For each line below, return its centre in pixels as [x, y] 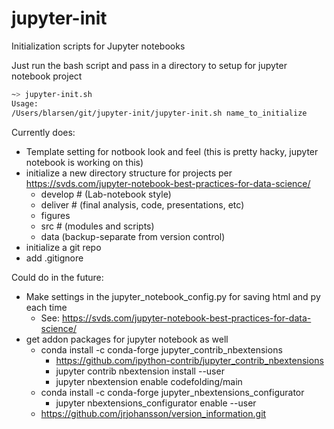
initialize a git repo [63, 247]
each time [46, 307]
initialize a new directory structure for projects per [129, 173]
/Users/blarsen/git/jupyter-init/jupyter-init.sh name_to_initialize [159, 113]
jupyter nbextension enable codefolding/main [149, 381]
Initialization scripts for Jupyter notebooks [98, 46]
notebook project [47, 76]
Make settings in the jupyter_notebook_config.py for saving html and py [173, 296]
